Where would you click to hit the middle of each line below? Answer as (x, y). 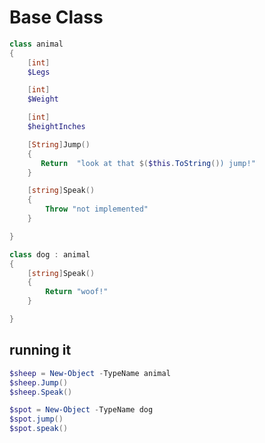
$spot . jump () (36, 419)
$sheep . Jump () (39, 382)
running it (40, 350)
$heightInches (56, 127)
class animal (36, 44)
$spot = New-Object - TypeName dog (81, 410)
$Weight (43, 99)
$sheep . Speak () (41, 392)
